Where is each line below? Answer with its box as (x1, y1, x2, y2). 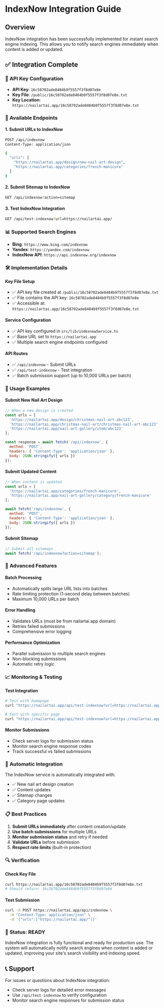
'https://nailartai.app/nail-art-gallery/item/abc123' (9, 426, 123, 431)
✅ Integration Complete (5, 60, 78, 69)
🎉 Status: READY (5, 929, 45, 935)
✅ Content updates (12, 787, 51, 793)
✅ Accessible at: (12, 300, 46, 306)
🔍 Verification (5, 857, 40, 864)
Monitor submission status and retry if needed (12, 834, 108, 840)
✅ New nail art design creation (12, 781, 74, 787)
